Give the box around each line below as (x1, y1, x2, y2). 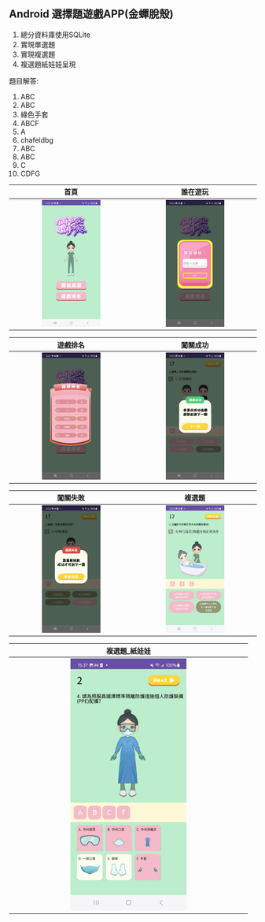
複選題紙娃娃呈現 (20, 59, 76, 69)
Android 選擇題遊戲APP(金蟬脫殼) (9, 7, 174, 21)
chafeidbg (20, 135, 53, 144)
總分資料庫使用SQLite (20, 30, 91, 39)
